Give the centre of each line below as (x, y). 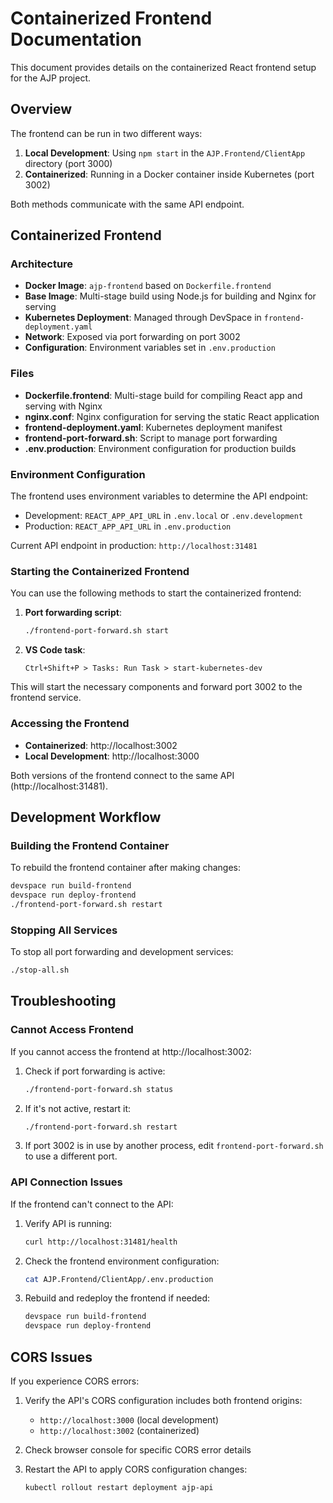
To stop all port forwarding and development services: (122, 952)
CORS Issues (51, 1357)
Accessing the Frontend (70, 724)
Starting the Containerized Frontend (100, 571)
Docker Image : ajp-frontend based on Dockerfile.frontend (148, 286)
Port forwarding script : (73, 613)
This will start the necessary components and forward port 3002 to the (156, 687)
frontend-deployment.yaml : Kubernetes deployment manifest (153, 427)
